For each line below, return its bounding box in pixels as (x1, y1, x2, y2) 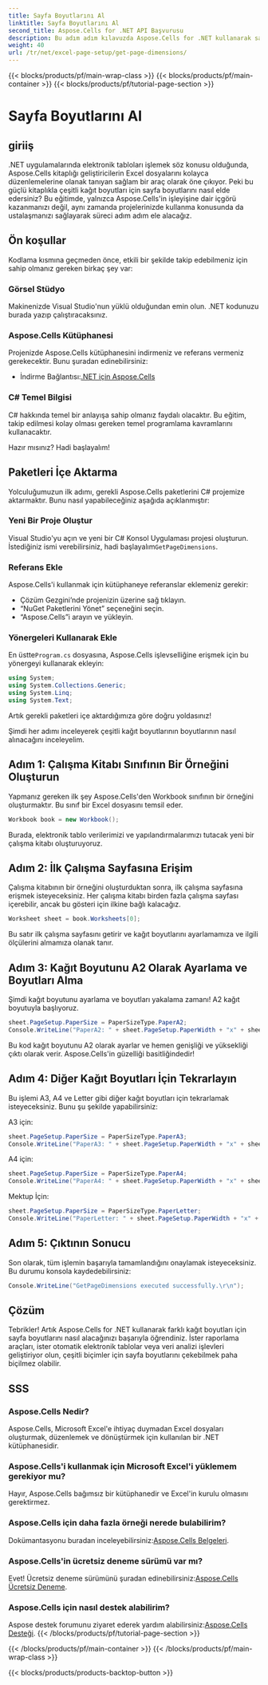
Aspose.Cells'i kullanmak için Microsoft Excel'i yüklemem (8, 1461, 237, 1472)
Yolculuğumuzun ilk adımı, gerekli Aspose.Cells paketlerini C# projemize (8, 487, 246, 496)
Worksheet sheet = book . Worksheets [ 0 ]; (8, 915, 141, 923)
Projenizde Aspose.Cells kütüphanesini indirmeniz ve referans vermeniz (8, 348, 245, 357)
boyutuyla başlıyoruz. (8, 1003, 79, 1013)
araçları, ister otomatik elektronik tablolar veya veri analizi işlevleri (8, 1342, 225, 1352)
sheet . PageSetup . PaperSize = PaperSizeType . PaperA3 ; (8, 1132, 187, 1141)
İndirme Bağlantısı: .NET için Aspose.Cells (19, 372, 156, 381)
